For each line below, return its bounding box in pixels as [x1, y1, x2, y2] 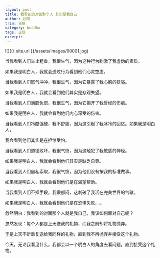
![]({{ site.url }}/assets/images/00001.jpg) [5, 48, 89, 54]
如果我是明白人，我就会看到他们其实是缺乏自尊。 [5, 158, 104, 164]
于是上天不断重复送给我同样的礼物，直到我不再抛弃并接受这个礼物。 [5, 231, 142, 237]
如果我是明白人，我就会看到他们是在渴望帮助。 [5, 179, 99, 184]
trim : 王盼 [5, 21, 26, 26]
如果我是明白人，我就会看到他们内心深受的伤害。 [5, 110, 104, 116]
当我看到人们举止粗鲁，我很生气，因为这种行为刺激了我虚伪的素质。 [5, 58, 142, 64]
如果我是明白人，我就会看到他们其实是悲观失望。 [5, 89, 104, 95]
